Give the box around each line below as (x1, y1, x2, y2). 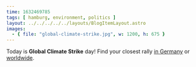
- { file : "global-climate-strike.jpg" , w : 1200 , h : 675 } (12, 31, 165, 37)
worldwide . (6, 54, 35, 62)
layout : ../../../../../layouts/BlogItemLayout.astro (6, 20, 147, 26)
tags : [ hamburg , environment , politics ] (6, 14, 116, 21)
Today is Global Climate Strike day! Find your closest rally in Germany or (6, 48, 190, 55)
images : (6, 25, 26, 32)
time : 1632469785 (6, 8, 51, 15)
